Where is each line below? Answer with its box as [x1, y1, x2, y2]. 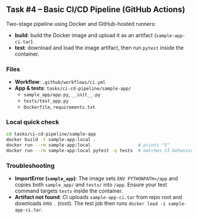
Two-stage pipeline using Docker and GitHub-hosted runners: [6, 20, 156, 27]
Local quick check [6, 118, 60, 126]
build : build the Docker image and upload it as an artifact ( [14, 32, 156, 39]
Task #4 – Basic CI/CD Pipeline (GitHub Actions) [6, 5, 186, 15]
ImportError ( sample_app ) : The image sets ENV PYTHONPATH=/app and [14, 175, 179, 182]
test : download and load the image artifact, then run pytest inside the [14, 44, 184, 51]
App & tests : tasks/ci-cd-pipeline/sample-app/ [14, 85, 131, 92]
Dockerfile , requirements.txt [23, 103, 95, 110]
